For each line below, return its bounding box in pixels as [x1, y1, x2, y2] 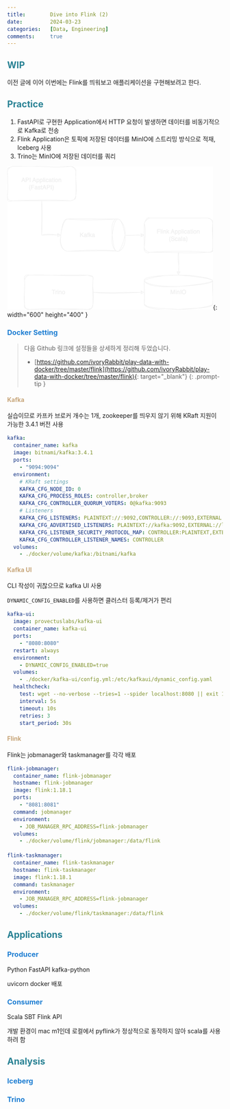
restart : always [13, 647, 60, 654]
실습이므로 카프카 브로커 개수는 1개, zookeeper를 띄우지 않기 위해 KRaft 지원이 [7, 412, 217, 420]
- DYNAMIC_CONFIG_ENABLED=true [19, 662, 109, 669]
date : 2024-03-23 [7, 18, 81, 25]
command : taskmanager [13, 881, 75, 888]
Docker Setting [7, 327, 58, 337]
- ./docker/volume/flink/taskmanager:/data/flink [19, 910, 164, 917]
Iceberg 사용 [16, 143, 52, 151]
